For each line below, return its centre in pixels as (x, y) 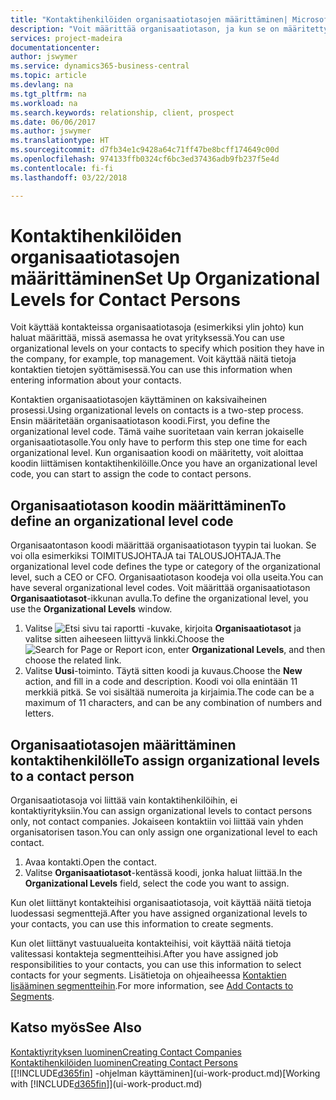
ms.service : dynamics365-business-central (100, 66)
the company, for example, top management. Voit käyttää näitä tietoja (153, 359)
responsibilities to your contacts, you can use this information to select (156, 965)
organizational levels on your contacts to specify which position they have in (167, 348)
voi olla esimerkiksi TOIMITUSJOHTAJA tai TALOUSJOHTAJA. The (146, 556)
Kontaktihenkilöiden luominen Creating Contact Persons (124, 1062)
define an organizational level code (122, 521)
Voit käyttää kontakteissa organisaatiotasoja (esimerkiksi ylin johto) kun (157, 327)
